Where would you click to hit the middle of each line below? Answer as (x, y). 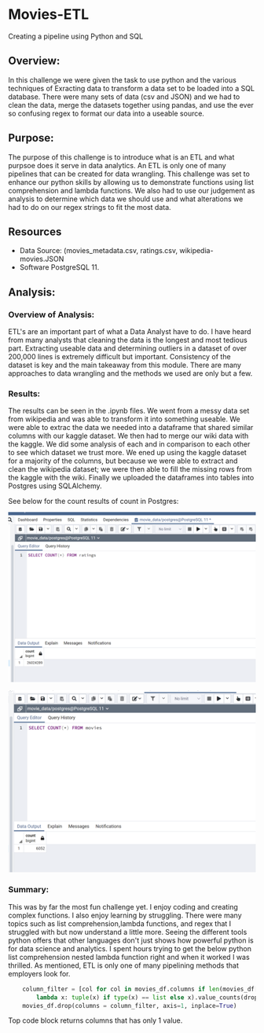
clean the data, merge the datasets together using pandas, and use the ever (131, 105)
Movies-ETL (49, 15)
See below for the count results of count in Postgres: (93, 502)
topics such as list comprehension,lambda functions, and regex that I (120, 923)
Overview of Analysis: (51, 314)
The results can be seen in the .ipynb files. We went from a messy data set (129, 411)
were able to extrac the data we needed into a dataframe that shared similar (131, 428)
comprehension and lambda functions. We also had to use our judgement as (132, 190)
